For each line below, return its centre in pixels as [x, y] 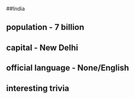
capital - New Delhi [42, 47]
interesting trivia [38, 88]
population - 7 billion [45, 27]
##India [16, 9]
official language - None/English [68, 68]
